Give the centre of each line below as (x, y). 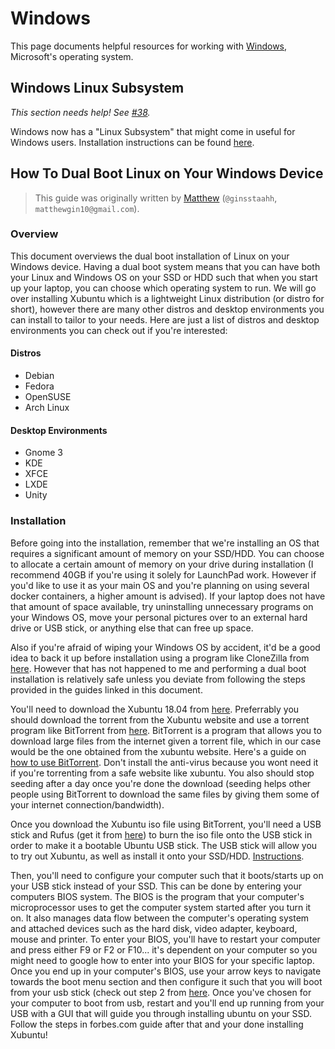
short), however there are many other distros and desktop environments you (167, 309)
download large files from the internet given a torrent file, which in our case (166, 741)
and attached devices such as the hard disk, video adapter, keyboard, (154, 928)
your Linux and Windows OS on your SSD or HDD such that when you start (164, 277)
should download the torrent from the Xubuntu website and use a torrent (160, 719)
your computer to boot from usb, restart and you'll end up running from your (167, 1003)
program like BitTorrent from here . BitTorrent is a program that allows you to (166, 730)
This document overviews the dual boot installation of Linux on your (150, 256)
